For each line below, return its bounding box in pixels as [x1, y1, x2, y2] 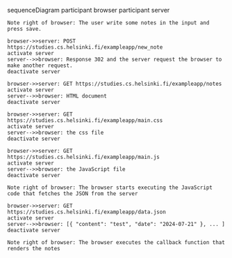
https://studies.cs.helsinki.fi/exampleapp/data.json [7, 208, 167, 215]
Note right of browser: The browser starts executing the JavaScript [7, 184, 213, 191]
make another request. [7, 62, 73, 69]
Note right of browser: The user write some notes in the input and [7, 20, 210, 26]
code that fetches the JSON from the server [7, 190, 138, 197]
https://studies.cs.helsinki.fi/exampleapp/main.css [7, 117, 163, 124]
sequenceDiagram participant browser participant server [7, 6, 170, 14]
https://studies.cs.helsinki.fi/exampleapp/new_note [7, 44, 163, 51]
